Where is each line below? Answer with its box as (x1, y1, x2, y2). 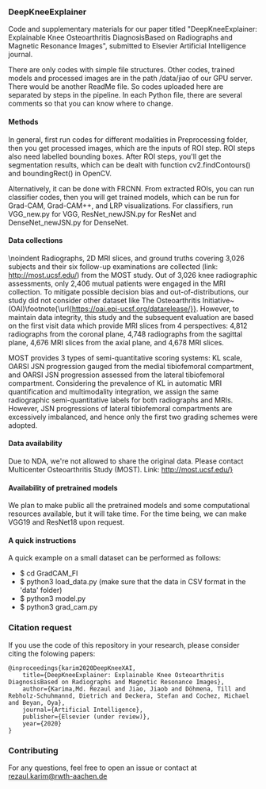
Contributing (8, 745, 59, 756)
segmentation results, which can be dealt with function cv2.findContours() (8, 160, 251, 169)
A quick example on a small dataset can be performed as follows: (8, 553, 222, 563)
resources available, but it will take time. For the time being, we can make (8, 509, 247, 518)
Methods (8, 117, 39, 126)
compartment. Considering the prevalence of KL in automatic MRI (8, 378, 222, 387)
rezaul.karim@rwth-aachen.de (8, 771, 108, 780)
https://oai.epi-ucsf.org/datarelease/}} (71, 304, 196, 314)
